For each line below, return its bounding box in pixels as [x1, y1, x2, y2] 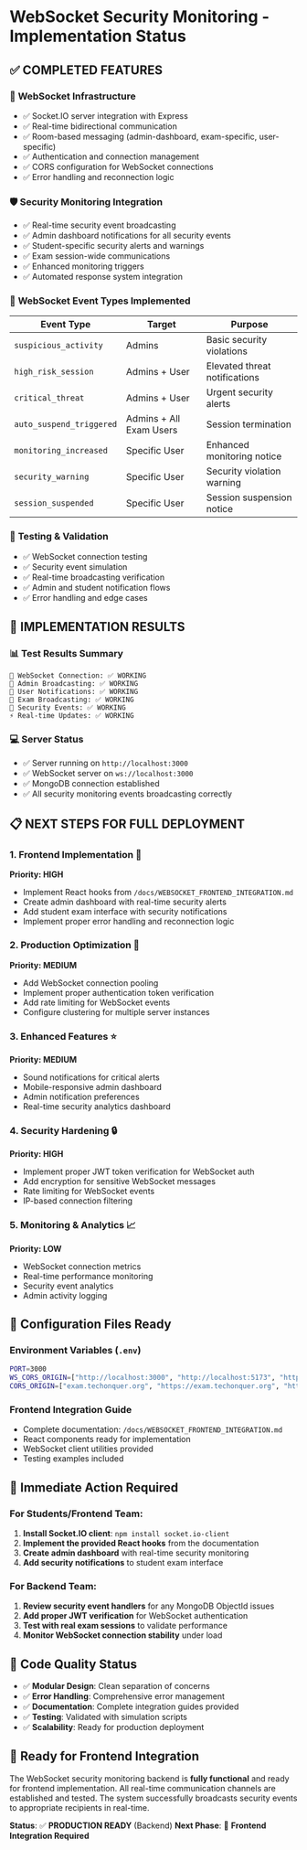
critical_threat [14, 393, 85, 403]
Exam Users [126, 423, 178, 436]
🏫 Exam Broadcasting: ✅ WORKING [9, 695, 134, 705]
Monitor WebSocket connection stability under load [22, 1630, 223, 1641]
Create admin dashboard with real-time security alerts [22, 896, 227, 907]
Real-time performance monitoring [22, 1270, 153, 1281]
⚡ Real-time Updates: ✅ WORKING [9, 711, 134, 721]
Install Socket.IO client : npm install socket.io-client [22, 1527, 230, 1538]
